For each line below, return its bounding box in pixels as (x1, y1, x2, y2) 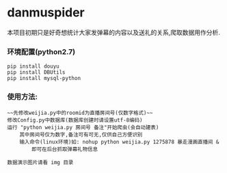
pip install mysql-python (7, 75, 81, 82)
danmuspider (7, 5, 85, 21)
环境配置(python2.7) (7, 46, 76, 56)
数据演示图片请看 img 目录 (7, 159, 74, 165)
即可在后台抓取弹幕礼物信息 (31, 146, 98, 152)
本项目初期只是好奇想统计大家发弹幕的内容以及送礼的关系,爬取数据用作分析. (7, 28, 221, 36)
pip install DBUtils (7, 69, 66, 76)
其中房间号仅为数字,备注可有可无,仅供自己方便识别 (19, 131, 143, 138)
